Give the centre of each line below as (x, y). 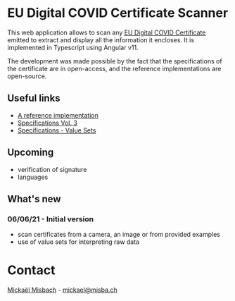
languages (33, 177)
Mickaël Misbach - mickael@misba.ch (62, 290)
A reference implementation (58, 115)
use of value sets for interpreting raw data (78, 242)
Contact (31, 270)
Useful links (34, 98)
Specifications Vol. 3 (47, 123)
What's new (34, 199)
